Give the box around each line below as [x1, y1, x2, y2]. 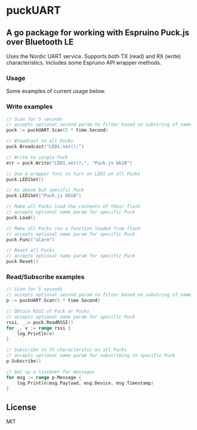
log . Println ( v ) [17, 331, 55, 337]
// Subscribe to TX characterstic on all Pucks [6, 347, 128, 353]
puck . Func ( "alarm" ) [6, 237, 55, 243]
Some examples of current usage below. [6, 87, 106, 95]
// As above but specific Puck [6, 187, 84, 193]
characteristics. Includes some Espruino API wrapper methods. [6, 59, 162, 66]
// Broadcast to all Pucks [6, 138, 74, 144]
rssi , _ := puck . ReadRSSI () [6, 319, 74, 325]
